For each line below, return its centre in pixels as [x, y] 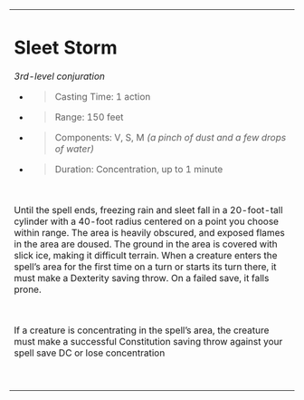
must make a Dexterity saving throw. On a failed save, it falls [142, 278]
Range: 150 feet [89, 117]
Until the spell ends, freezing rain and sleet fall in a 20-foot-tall [148, 210]
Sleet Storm [66, 47]
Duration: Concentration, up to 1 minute [139, 170]
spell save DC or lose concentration [90, 353]
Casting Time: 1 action [103, 97]
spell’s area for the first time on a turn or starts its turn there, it [146, 267]
